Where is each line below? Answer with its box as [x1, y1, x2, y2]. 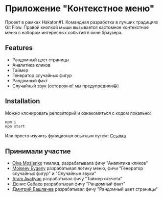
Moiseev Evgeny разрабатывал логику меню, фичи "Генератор [12, 165, 143, 172]
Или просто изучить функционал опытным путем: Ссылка [5, 133, 126, 139]
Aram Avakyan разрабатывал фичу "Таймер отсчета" [12, 176, 123, 182]
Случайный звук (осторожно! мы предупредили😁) [12, 83, 119, 89]
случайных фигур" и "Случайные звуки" [12, 171, 96, 176]
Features [5, 44, 33, 52]
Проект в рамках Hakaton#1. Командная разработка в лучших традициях [5, 19, 158, 25]
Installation [5, 97, 40, 105]
